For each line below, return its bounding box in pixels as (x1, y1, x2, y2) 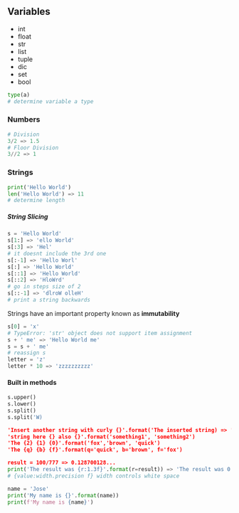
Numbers (7, 115, 41, 125)
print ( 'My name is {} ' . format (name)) (7, 492, 119, 499)
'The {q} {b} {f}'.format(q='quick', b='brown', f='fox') (7, 446, 183, 454)
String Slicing (7, 212, 48, 221)
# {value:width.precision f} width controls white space (7, 472, 180, 480)
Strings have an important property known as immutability (7, 309, 180, 317)
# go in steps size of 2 (7, 283, 81, 290)
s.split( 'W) (7, 413, 43, 421)
